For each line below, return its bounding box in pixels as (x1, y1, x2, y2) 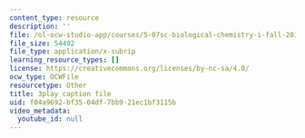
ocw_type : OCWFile (9, 73, 79, 82)
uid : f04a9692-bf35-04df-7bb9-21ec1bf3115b (9, 97, 177, 107)
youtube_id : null (17, 114, 84, 123)
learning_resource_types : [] (9, 55, 120, 64)
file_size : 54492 (9, 38, 75, 48)
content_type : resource (9, 13, 100, 23)
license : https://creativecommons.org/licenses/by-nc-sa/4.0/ (9, 64, 250, 74)
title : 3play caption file (9, 89, 112, 98)
